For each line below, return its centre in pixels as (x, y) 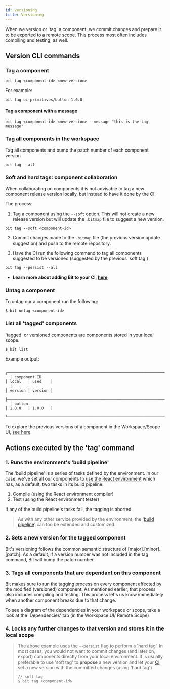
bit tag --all (20, 165)
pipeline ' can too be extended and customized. (67, 525)
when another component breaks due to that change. (61, 600)
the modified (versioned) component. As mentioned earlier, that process (80, 589)
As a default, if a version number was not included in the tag (85, 554)
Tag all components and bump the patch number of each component (77, 150)
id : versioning (21, 10)
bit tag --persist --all (31, 267)
